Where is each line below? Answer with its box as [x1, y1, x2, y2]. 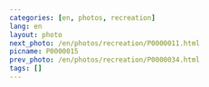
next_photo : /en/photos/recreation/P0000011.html [9, 38, 201, 48]
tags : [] [9, 64, 43, 73]
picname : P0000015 [9, 47, 79, 56]
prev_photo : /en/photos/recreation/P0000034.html [9, 55, 201, 64]
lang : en [9, 22, 43, 31]
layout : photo [9, 30, 63, 39]
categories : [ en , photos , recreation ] [9, 13, 156, 23]
